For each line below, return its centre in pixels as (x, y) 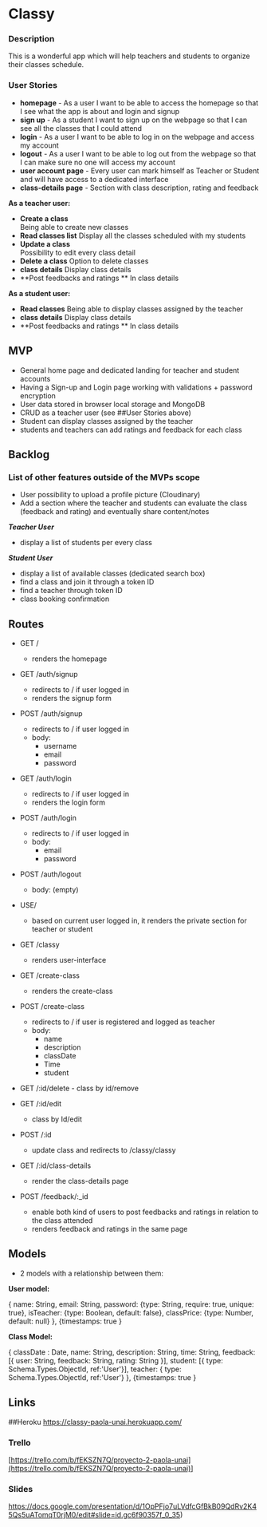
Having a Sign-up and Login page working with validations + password (136, 387)
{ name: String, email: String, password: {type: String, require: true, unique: (131, 1304)
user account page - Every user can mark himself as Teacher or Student (139, 170)
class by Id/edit (57, 1119)
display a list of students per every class (86, 543)
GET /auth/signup (49, 674)
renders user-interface (69, 960)
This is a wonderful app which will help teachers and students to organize (129, 56)
